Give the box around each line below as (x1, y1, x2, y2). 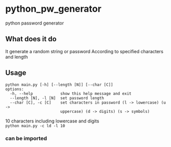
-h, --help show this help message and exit (10, 91, 132, 96)
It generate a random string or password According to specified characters (5, 48, 164, 54)
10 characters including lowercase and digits (5, 118, 99, 124)
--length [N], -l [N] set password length (10, 95, 104, 101)
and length (5, 54, 28, 60)
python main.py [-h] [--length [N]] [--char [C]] (5, 82, 114, 87)
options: (5, 86, 24, 92)
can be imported (5, 135, 47, 142)
